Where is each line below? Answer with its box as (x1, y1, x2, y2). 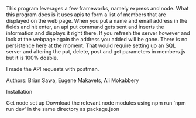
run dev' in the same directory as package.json (6, 106, 120, 112)
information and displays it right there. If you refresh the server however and (6, 30, 190, 37)
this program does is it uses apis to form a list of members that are (6, 11, 166, 18)
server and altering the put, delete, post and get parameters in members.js (6, 48, 186, 55)
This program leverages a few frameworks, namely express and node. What (6, 5, 189, 12)
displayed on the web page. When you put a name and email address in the (6, 17, 188, 24)
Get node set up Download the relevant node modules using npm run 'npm (6, 99, 186, 106)
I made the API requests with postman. (6, 66, 99, 72)
